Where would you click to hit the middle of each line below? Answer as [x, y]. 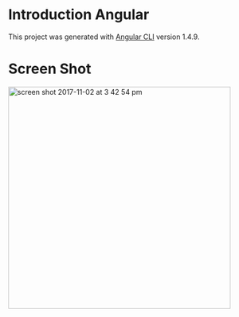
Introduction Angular [79, 15]
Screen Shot [50, 69]
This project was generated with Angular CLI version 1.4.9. [104, 37]
